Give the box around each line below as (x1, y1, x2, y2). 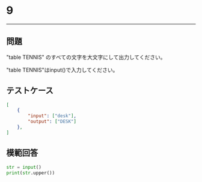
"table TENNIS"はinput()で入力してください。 (6, 66, 118, 73)
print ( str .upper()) (6, 169, 55, 176)
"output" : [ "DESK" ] (28, 118, 77, 125)
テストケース (6, 85, 54, 96)
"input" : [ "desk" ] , (28, 113, 77, 119)
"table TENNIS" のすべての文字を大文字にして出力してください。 (6, 53, 167, 61)
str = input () (6, 164, 42, 170)
